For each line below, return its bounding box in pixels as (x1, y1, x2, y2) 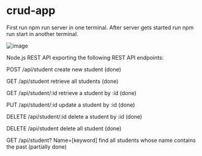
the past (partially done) (6, 143, 67, 150)
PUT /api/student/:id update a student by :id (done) (6, 101, 135, 108)
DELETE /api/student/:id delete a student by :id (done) (6, 113, 143, 120)
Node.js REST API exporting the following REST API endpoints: (6, 54, 164, 61)
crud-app (6, 4, 56, 18)
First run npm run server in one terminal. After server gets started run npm (6, 24, 194, 31)
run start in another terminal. (6, 30, 78, 37)
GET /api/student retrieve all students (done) (6, 77, 119, 85)
